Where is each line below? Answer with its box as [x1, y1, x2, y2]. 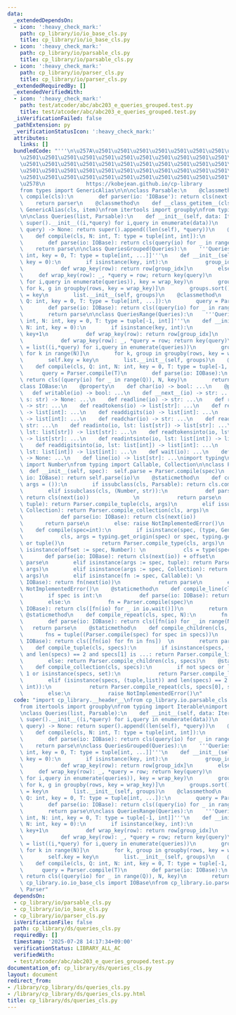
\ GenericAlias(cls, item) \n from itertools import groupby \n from [20, 207, 216, 214]
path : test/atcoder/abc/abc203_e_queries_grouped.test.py [20, 102, 193, 109]
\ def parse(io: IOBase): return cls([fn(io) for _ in [20, 618, 206, 626]
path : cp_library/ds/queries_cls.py [13, 925, 121, 932]
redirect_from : [7, 978, 52, 985]
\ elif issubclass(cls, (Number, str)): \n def [20, 487, 216, 494]
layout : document [7, 971, 58, 978]
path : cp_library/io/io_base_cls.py [20, 30, 128, 37]
